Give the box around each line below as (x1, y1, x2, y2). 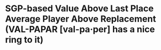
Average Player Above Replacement (5, 13, 156, 25)
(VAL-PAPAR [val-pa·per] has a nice (5, 24, 155, 35)
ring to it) (5, 34, 44, 46)
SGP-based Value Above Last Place (5, 3, 154, 14)
